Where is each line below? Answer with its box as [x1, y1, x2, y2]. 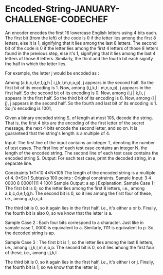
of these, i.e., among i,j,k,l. [5, 249, 58, 256]
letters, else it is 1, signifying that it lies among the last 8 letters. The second [5, 40, 157, 46]
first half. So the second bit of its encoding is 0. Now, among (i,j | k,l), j [5, 90, 145, 96]
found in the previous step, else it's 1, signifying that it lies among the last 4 [5, 50, 156, 56]
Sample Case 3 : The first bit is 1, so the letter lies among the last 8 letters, [5, 239, 154, 245]
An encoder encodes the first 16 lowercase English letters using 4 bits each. [5, 30, 158, 35]
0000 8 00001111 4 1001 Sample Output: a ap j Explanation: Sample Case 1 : [5, 180, 156, 186]
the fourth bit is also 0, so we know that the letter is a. [5, 210, 113, 216]
